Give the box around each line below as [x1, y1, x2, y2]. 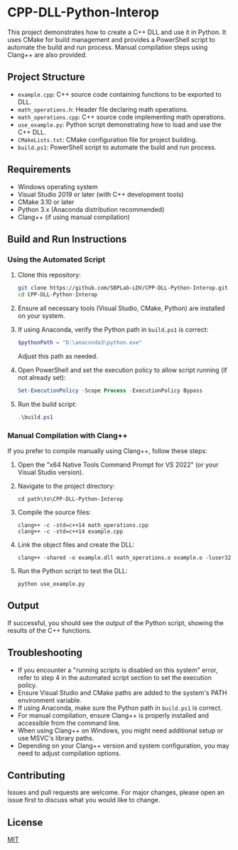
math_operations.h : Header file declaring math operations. [17, 105, 188, 114]
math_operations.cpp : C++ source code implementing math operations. [17, 112, 226, 121]
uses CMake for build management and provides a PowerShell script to [7, 35, 215, 43]
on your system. [17, 312, 65, 320]
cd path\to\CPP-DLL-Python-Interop [17, 495, 124, 502]
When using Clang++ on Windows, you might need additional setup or [17, 726, 224, 735]
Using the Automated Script [7, 254, 106, 264]
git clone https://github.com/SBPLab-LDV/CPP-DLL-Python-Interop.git [17, 285, 229, 292]
